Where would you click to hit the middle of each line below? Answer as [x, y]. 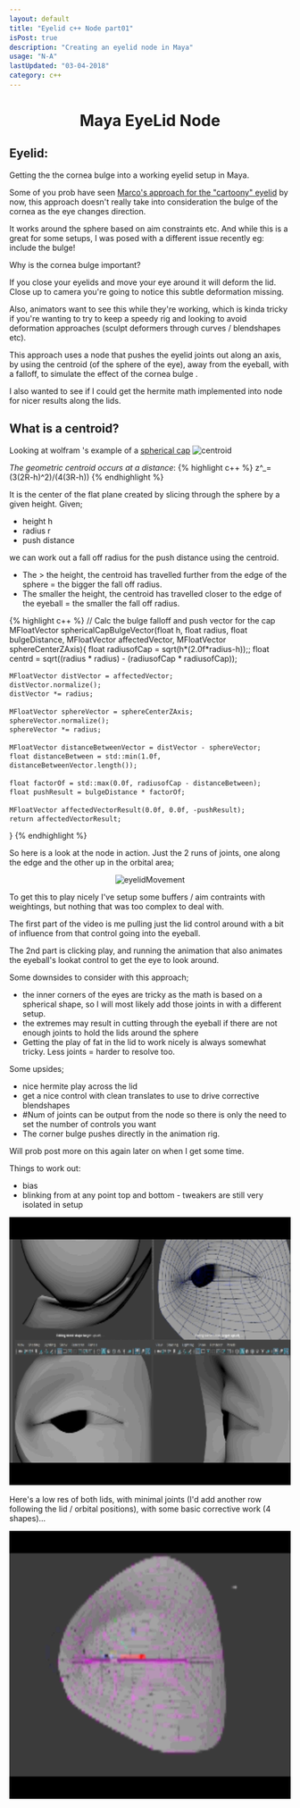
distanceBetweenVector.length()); [74, 765]
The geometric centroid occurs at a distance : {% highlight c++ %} [131, 467]
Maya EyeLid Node [150, 121]
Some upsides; [37, 1068]
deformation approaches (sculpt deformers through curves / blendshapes [145, 328]
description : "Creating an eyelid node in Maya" [101, 47]
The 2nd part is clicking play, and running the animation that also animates [146, 950]
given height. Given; [46, 504]
